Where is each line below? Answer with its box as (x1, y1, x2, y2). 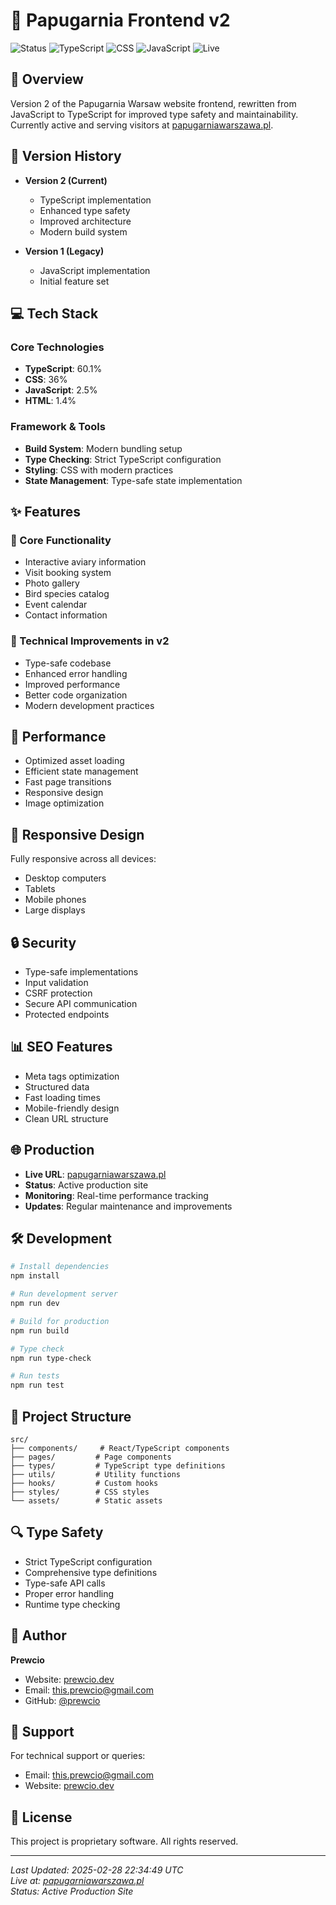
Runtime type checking (24, 1598, 121, 1610)
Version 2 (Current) (24, 174, 108, 186)
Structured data (24, 1080, 90, 1093)
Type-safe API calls (24, 1577, 106, 1589)
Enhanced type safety (39, 204, 131, 216)
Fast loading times (24, 1091, 101, 1103)
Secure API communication (24, 997, 138, 1009)
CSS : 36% (24, 374, 68, 386)
